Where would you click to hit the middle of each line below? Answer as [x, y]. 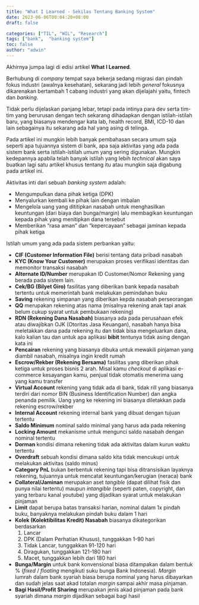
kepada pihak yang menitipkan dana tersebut [70, 219]
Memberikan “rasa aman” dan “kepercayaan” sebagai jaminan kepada [100, 225]
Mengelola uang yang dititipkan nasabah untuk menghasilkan [90, 206]
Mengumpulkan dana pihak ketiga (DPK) [64, 194]
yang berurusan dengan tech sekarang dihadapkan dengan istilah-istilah [104, 115]
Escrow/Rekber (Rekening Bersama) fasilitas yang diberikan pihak [97, 362]
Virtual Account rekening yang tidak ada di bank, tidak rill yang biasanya [104, 387]
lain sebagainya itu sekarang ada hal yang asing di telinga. [78, 128]
